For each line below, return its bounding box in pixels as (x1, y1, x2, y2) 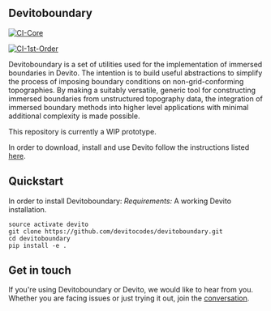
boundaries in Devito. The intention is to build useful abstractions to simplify (8, 68, 263, 78)
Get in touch (8, 263, 71, 278)
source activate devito (8, 220, 89, 228)
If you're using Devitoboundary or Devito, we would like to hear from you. (8, 285, 254, 295)
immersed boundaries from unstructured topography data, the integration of (8, 93, 264, 104)
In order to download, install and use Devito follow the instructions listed (8, 142, 250, 152)
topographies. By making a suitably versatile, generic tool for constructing (8, 85, 256, 95)
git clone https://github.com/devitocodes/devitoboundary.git (8, 227, 223, 236)
